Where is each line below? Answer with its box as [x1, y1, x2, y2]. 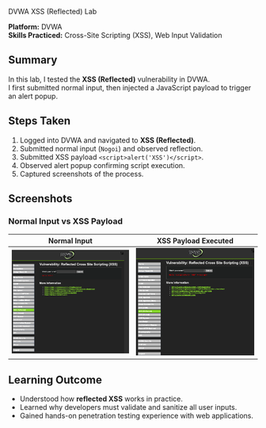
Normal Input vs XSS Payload [8, 216, 123, 227]
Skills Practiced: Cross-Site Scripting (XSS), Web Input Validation [8, 31, 223, 40]
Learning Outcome [8, 373, 103, 387]
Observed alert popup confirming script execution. [19, 160, 185, 170]
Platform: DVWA [8, 22, 63, 31]
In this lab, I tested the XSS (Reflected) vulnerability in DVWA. [8, 75, 211, 84]
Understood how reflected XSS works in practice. [19, 394, 184, 403]
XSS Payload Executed [157, 235, 234, 245]
